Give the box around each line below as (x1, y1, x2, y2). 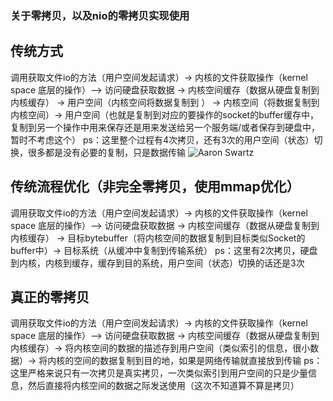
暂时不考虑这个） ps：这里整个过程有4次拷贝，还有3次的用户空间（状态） (10, 133, 315, 146)
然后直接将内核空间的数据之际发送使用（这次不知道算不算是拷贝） (27, 380, 300, 392)
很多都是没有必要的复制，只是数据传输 (27, 146, 186, 158)
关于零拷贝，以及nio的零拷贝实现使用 (10, 8, 190, 22)
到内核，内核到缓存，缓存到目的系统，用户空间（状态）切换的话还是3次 (10, 257, 305, 269)
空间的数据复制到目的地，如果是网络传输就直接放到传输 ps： (73, 355, 323, 367)
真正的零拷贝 (10, 288, 90, 306)
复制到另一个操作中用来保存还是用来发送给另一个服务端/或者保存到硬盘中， (10, 121, 321, 133)
